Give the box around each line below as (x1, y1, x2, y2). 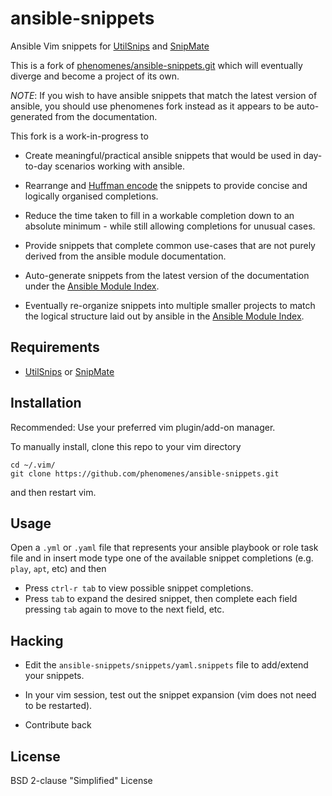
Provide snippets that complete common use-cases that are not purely (24, 239, 316, 251)
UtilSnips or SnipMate (24, 365, 115, 377)
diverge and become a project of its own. (10, 70, 180, 82)
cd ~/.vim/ (10, 460, 56, 470)
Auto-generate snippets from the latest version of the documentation (24, 269, 310, 281)
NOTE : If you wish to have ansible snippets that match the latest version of (10, 89, 318, 101)
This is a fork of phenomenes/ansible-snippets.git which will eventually (10, 59, 303, 71)
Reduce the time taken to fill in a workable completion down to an (24, 209, 295, 221)
